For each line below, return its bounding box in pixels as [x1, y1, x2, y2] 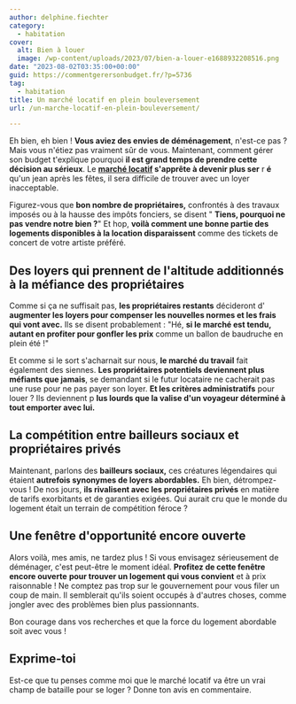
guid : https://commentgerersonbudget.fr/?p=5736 [9, 71, 192, 80]
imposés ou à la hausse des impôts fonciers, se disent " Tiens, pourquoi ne [9, 209, 286, 220]
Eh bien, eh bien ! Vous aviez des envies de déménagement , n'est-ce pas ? [9, 135, 288, 146]
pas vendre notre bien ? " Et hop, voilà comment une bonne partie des [9, 219, 269, 229]
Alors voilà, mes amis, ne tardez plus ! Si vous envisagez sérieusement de [9, 552, 279, 562]
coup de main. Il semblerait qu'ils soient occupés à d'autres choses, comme [9, 590, 287, 600]
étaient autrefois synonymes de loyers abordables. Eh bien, [9, 475, 232, 485]
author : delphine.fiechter [9, 12, 109, 22]
